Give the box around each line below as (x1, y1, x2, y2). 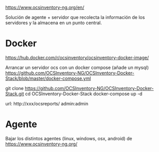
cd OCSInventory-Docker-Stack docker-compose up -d (25, 91, 143, 97)
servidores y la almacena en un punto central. (5, 20, 102, 26)
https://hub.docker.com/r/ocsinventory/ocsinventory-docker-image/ (5, 54, 149, 60)
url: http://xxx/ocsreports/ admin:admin (5, 100, 89, 106)
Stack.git (5, 91, 24, 97)
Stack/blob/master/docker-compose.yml (5, 75, 91, 81)
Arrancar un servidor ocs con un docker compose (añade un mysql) (5, 64, 149, 71)
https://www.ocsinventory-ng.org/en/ (5, 5, 85, 10)
